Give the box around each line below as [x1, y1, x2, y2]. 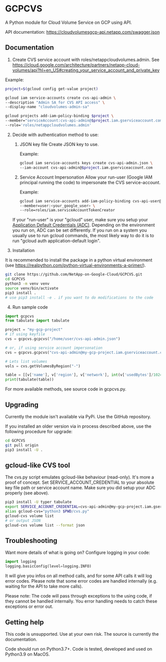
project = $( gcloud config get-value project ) [5, 86, 98, 91]
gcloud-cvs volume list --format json [5, 523, 85, 528]
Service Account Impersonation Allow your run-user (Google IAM [19, 174, 153, 180]
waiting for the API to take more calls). [5, 584, 83, 590]
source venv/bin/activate [5, 286, 58, 291]
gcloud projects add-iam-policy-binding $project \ [5, 114, 114, 119]
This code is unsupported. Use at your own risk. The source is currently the [5, 631, 159, 637]
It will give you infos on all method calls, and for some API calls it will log [5, 573, 152, 579]
